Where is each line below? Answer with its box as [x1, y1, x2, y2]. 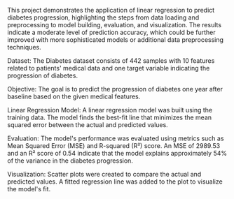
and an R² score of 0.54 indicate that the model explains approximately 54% [7, 149, 228, 157]
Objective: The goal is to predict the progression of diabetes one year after [7, 85, 223, 93]
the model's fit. [7, 185, 51, 193]
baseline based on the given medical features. [7, 92, 141, 101]
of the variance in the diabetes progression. [7, 156, 133, 165]
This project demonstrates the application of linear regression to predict [7, 6, 215, 14]
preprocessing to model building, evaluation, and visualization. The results [7, 21, 222, 29]
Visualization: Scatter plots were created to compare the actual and [7, 170, 202, 178]
